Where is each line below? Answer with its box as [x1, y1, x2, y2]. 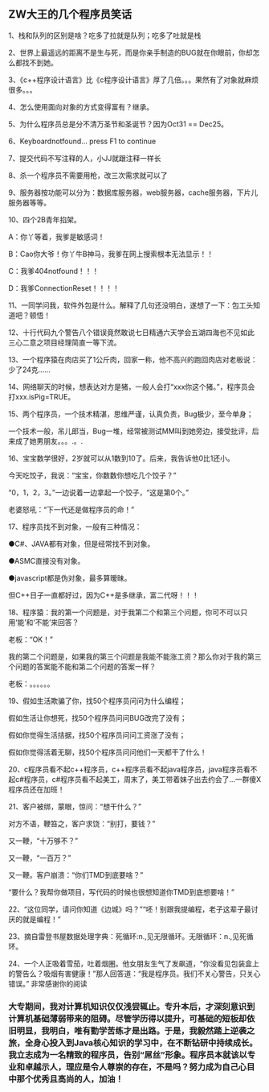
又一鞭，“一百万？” [8, 853, 71, 862]
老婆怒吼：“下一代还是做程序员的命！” [8, 504, 135, 514]
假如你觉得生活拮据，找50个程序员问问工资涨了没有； [8, 730, 186, 739]
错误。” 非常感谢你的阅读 [8, 978, 88, 988]
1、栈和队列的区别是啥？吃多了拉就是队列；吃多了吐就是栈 [8, 31, 202, 40]
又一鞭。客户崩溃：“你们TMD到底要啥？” [8, 870, 144, 879]
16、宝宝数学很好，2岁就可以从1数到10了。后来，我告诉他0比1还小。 [8, 453, 234, 463]
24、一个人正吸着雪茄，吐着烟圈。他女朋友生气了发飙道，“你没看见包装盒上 [8, 958, 259, 968]
